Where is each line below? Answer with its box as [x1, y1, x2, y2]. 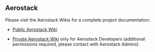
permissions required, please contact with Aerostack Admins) [12, 41, 139, 47]
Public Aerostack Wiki [12, 26, 58, 32]
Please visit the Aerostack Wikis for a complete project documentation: [5, 17, 151, 23]
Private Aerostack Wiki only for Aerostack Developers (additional [12, 36, 146, 42]
